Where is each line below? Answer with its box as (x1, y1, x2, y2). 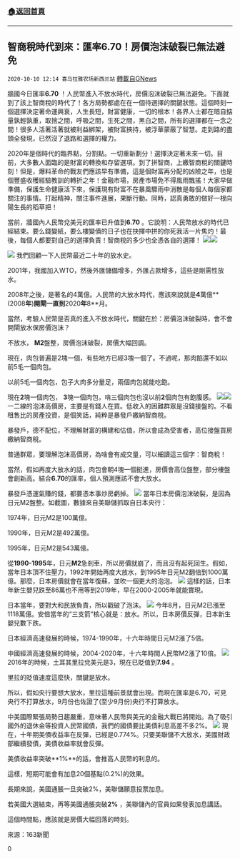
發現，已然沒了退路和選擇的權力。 (19, 134, 120, 143)
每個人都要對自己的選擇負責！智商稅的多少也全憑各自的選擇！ (19, 236, 201, 244)
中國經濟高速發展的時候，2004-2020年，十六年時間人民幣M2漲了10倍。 (7, 649, 220, 658)
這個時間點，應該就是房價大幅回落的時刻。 (7, 815, 133, 824)
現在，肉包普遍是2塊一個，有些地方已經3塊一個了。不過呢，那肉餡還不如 (7, 353, 222, 362)
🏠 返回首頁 (7, 6, 46, 16)
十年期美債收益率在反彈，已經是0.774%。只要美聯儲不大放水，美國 (19, 730, 218, 739)
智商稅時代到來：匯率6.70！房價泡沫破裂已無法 (7, 41, 216, 53)
